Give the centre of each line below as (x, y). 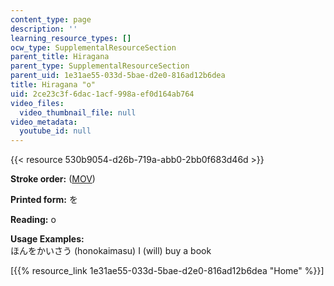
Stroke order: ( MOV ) (53, 179)
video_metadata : (44, 122)
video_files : (37, 103)
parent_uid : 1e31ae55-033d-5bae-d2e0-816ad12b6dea (118, 76)
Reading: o (33, 220)
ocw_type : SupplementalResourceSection (93, 47)
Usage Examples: (47, 239)
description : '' (44, 29)
